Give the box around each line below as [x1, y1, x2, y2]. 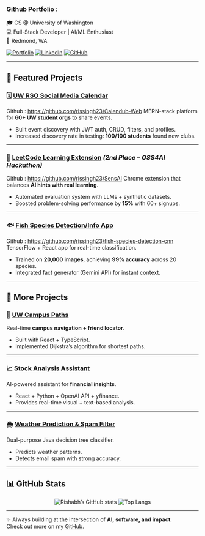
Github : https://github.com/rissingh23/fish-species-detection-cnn [6, 237, 174, 245]
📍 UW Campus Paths [6, 310, 69, 319]
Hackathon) [6, 161, 43, 169]
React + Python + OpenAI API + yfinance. [15, 392, 120, 400]
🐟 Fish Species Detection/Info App [6, 221, 114, 229]
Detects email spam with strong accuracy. [15, 455, 121, 462]
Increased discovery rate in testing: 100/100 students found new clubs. [15, 132, 196, 140]
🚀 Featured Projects [6, 72, 83, 83]
